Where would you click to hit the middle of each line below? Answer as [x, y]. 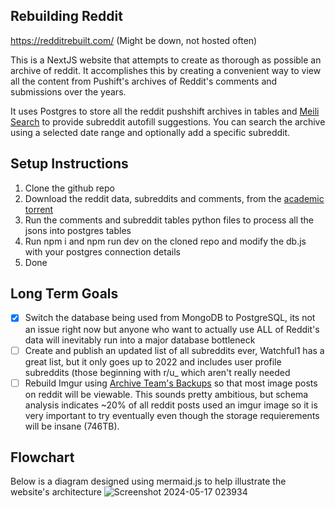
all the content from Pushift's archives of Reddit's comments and [144, 81]
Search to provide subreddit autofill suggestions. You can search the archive [168, 121]
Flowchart [42, 457]
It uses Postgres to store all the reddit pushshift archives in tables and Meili [165, 111]
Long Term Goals [64, 294]
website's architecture [56, 492]
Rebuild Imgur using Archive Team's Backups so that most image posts [171, 383]
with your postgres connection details [102, 251]
